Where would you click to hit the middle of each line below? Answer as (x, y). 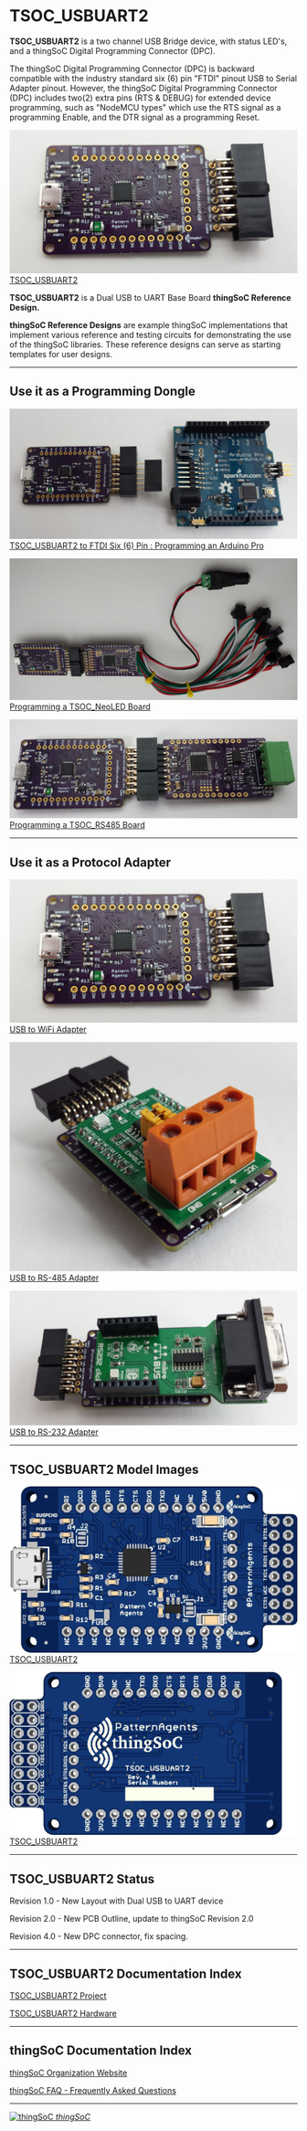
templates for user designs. (61, 354)
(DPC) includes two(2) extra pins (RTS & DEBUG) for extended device (140, 98)
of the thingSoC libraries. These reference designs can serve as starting (145, 345)
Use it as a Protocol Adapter (90, 862)
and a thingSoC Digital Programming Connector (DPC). (113, 50)
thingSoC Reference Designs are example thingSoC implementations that (148, 324)
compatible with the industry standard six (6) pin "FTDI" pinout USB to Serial (153, 78)
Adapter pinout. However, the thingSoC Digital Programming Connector (143, 88)
